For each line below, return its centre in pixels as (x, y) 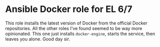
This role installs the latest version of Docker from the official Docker (76, 23)
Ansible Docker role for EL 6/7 (69, 9)
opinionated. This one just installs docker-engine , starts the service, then (80, 33)
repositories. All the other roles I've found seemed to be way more (74, 28)
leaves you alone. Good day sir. (38, 39)
